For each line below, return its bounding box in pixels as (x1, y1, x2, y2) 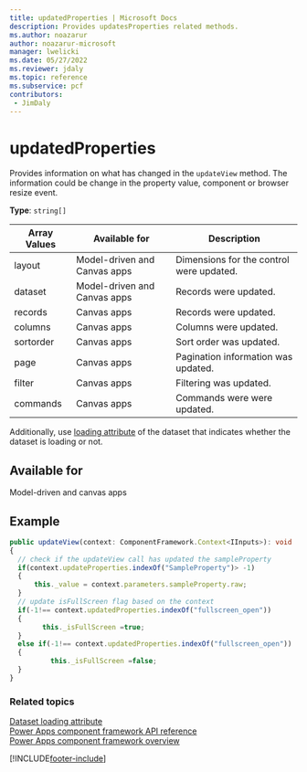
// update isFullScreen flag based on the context (17, 598, 215, 607)
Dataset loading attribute (9, 716, 103, 727)
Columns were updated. (175, 321, 279, 333)
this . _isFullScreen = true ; (42, 622, 145, 631)
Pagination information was (175, 351, 293, 364)
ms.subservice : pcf (9, 81, 84, 90)
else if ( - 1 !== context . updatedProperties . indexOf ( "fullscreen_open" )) (17, 640, 292, 649)
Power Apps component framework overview (9, 735, 180, 746)
